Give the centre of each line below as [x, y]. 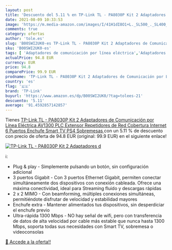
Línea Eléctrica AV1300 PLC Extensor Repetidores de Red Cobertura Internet [86, 126]
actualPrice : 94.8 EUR [29, 58]
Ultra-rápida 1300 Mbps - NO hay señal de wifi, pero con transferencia [87, 216]
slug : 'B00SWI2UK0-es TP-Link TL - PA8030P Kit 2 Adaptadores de [76, 44]
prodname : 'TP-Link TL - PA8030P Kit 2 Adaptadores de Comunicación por [84, 77]
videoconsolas [28, 232]
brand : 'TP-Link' [24, 91]
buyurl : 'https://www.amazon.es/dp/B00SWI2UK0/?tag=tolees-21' [74, 96]
